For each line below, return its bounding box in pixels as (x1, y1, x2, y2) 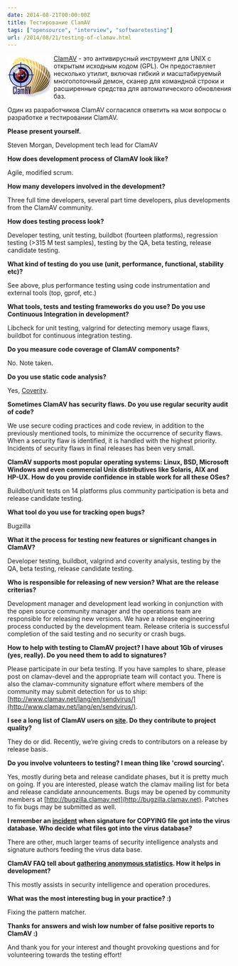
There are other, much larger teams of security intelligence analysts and (7, 838, 219, 847)
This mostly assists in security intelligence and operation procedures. (7, 881, 211, 889)
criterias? (7, 586, 37, 595)
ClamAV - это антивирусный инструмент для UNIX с (53, 54, 212, 63)
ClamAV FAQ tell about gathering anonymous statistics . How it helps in (7, 859, 221, 868)
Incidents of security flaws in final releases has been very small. (7, 444, 195, 452)
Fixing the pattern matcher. (7, 908, 87, 916)
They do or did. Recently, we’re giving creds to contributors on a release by (7, 737, 228, 746)
